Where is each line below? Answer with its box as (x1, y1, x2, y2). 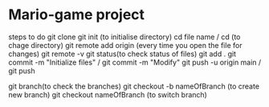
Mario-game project (8, 6, 145, 24)
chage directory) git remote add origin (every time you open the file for (8, 40, 243, 50)
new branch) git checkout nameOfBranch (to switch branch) (8, 89, 207, 99)
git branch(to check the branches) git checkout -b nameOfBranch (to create (8, 81, 259, 91)
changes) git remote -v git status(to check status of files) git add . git (8, 49, 237, 58)
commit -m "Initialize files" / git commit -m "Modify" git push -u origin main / (8, 57, 262, 67)
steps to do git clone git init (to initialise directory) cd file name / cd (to (8, 32, 241, 42)
